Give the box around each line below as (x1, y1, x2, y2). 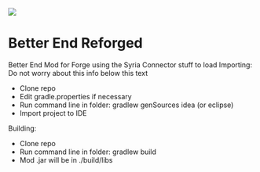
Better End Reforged (8, 34, 143, 52)
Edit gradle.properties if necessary (19, 91, 132, 101)
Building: (8, 124, 37, 133)
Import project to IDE (19, 108, 87, 117)
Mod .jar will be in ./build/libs (19, 155, 113, 164)
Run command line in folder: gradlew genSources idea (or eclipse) (19, 100, 234, 109)
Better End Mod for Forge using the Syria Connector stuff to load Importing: (8, 59, 253, 70)
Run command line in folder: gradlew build (19, 147, 157, 156)
